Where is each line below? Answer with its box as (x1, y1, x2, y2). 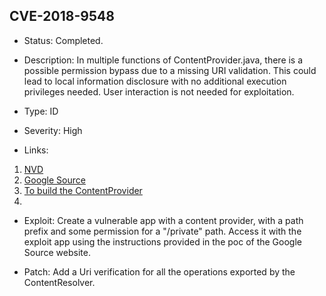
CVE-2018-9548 (9, 8, 115, 25)
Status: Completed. (23, 34, 104, 46)
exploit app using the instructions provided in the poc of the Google (23, 235, 302, 248)
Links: (23, 144, 49, 156)
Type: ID (23, 105, 59, 117)
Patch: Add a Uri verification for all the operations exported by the (23, 265, 296, 278)
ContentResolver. (23, 276, 96, 288)
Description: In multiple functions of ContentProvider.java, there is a (23, 54, 304, 66)
